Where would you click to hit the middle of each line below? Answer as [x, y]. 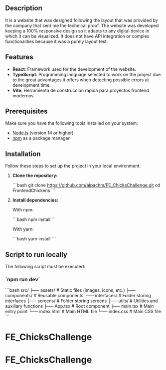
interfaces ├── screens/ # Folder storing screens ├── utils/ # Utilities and [82, 301]
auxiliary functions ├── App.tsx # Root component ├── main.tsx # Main [80, 306]
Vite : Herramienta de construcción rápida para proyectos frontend [81, 90]
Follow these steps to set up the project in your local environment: [73, 166]
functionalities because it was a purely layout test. [57, 41]
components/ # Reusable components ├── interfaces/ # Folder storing [78, 296]
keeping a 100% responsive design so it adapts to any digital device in [77, 31]
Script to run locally [36, 255]
